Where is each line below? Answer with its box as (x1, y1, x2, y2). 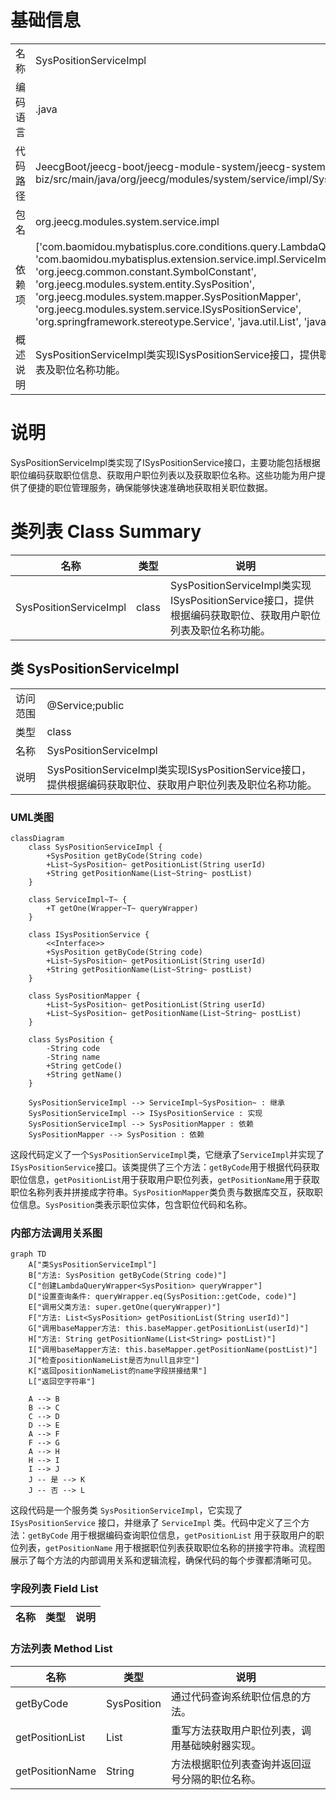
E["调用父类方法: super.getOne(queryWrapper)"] (28, 1302, 222, 1313)
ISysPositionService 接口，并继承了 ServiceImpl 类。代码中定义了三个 (10, 1517, 302, 1529)
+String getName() (46, 1069, 123, 1080)
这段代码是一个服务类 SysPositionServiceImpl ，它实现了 (10, 1504, 243, 1516)
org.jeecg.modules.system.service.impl (35, 214, 220, 228)
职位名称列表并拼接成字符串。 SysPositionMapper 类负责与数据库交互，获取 (10, 1186, 315, 1198)
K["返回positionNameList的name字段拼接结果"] (28, 1366, 208, 1376)
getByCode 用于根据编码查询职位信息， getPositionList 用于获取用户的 (28, 1529, 316, 1541)
